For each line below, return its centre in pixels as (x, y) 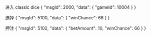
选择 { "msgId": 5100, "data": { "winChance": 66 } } (57, 18)
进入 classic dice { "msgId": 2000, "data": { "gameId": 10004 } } (71, 7)
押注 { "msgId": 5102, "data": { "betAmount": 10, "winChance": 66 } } (76, 28)
